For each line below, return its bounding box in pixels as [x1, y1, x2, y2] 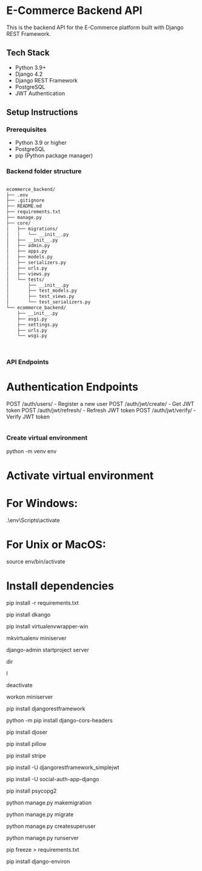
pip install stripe [6, 752, 47, 759]
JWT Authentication [15, 89, 66, 97]
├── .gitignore [6, 198, 45, 204]
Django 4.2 [15, 70, 43, 78]
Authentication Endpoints [6, 380, 138, 394]
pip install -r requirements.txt [6, 599, 79, 607]
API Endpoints [6, 358, 49, 366]
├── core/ [6, 220, 32, 226]
